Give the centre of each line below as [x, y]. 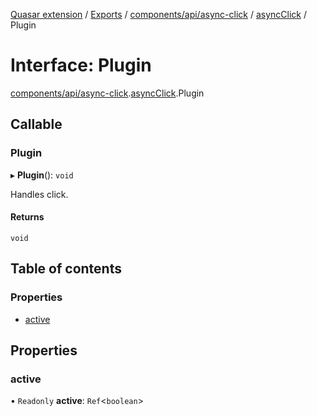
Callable [36, 124]
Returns [27, 217]
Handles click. [39, 194]
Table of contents [66, 269]
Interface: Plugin [81, 65]
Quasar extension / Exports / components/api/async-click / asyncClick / [158, 14]
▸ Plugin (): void [42, 175]
